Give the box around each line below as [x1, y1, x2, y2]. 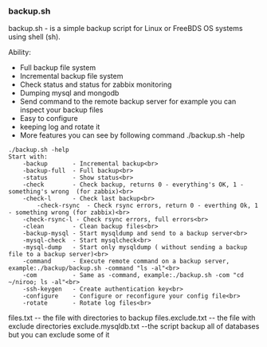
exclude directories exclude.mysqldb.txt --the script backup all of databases [8, 322, 260, 331]
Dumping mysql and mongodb [19, 88, 120, 98]
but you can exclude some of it [8, 330, 110, 340]
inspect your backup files [19, 105, 104, 115]
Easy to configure [19, 114, 78, 123]
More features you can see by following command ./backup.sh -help [19, 131, 245, 140]
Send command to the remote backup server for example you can [19, 97, 237, 107]
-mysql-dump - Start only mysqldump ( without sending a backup [22, 244, 248, 251]
